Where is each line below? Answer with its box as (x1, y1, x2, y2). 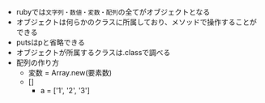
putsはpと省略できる (15, 37, 85, 47)
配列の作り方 (15, 58, 59, 67)
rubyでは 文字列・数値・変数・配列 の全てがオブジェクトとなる (15, 7, 211, 16)
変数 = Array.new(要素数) (28, 68, 112, 77)
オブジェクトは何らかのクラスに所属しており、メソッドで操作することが (15, 17, 258, 27)
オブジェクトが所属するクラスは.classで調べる (15, 48, 171, 57)
